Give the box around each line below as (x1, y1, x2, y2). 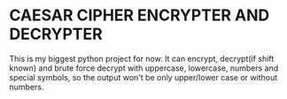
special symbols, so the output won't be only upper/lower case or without (9, 72, 278, 82)
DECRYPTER (9, 24, 104, 44)
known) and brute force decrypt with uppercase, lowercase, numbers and (9, 63, 279, 73)
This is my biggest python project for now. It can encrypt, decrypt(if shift (9, 53, 275, 64)
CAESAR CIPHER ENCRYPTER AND (9, 5, 270, 26)
